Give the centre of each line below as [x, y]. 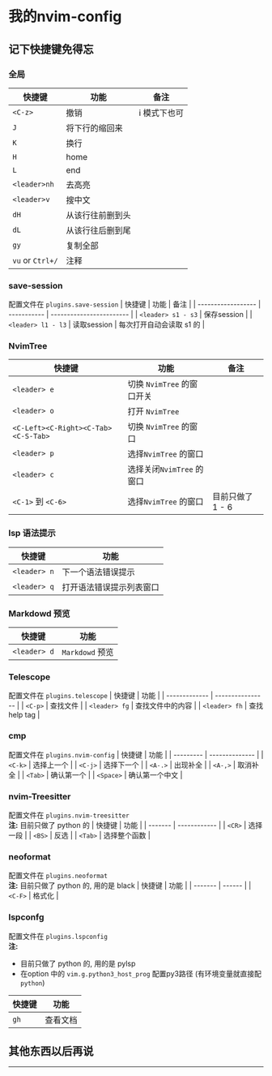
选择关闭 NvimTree [160, 469]
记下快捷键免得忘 [51, 49]
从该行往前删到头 [98, 215]
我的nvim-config [65, 17]
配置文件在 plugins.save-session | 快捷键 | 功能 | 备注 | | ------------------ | [135, 304]
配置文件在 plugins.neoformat [58, 876]
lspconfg [26, 917]
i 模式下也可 [161, 113]
